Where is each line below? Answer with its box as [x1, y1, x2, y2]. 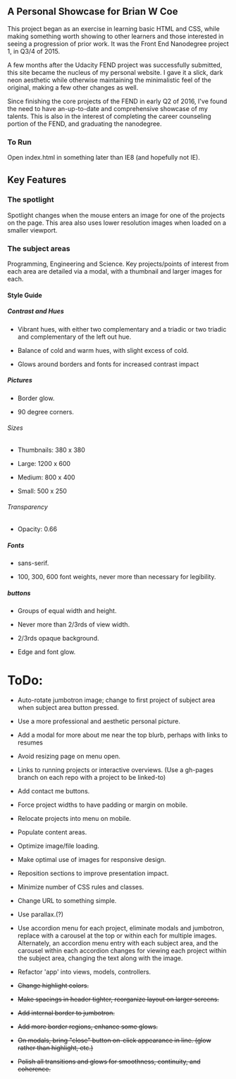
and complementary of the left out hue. [17, 332, 132, 341]
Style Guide [7, 291, 42, 299]
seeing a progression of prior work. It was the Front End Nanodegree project [7, 39, 229, 48]
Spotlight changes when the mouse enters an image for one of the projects [7, 211, 225, 219]
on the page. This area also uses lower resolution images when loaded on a [7, 218, 227, 227]
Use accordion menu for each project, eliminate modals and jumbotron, [17, 923, 225, 932]
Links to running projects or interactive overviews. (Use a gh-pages [17, 765, 213, 774]
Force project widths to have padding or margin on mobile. [17, 800, 188, 809]
